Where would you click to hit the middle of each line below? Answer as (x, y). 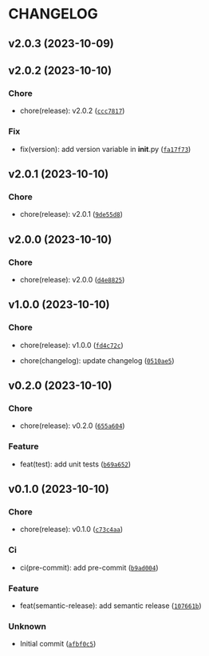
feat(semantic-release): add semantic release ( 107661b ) (110, 606)
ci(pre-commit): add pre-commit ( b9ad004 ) (89, 567)
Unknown (27, 626)
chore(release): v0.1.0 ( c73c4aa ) (71, 530)
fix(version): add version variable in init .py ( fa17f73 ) (105, 149)
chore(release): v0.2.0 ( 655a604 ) (72, 426)
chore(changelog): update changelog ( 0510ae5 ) (97, 360)
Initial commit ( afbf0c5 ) (58, 644)
